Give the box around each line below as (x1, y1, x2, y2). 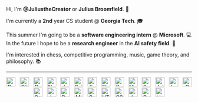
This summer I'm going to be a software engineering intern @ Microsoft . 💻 (6, 31, 192, 38)
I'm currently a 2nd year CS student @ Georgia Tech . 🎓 (6, 18, 143, 24)
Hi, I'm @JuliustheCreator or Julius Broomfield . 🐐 (6, 6, 130, 12)
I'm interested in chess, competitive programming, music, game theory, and (6, 51, 190, 58)
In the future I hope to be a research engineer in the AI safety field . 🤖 (6, 40, 176, 46)
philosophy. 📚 (6, 58, 41, 65)
